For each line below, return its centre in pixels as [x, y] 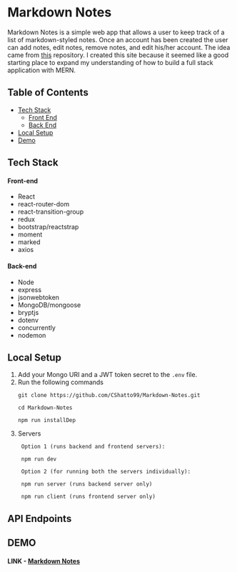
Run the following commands [60, 382]
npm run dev [39, 459]
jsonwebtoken [38, 297]
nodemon [32, 335]
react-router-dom [44, 204]
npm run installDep [47, 421]
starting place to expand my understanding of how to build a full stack [110, 62]
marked [29, 242]
